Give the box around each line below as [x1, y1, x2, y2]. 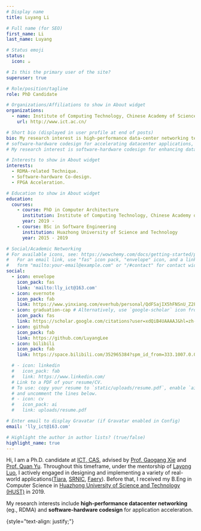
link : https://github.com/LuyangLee [17, 335, 109, 341]
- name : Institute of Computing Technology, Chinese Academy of [11, 113, 175, 119]
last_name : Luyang [6, 37, 52, 43]
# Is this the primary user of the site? [6, 69, 111, 75]
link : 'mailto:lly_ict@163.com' [17, 284, 98, 291]
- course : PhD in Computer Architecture [17, 207, 119, 213]
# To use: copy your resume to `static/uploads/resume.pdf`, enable [11, 385, 186, 391]
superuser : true [6, 74, 47, 81]
